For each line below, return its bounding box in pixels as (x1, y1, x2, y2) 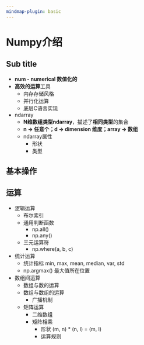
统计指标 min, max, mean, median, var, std (23, 260, 125, 267)
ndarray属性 (23, 133, 52, 140)
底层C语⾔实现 (23, 105, 58, 112)
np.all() (31, 226, 50, 233)
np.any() (31, 232, 52, 239)
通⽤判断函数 (23, 219, 54, 226)
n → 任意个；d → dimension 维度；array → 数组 (23, 125, 138, 132)
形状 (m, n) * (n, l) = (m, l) (40, 325, 102, 332)
